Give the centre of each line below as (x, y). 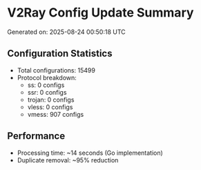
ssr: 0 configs (47, 92)
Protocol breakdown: (47, 77)
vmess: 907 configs (56, 114)
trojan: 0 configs (51, 100)
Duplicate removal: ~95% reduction (68, 160)
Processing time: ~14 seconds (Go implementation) (90, 153)
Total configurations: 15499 (56, 70)
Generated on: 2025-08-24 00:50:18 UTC (66, 32)
